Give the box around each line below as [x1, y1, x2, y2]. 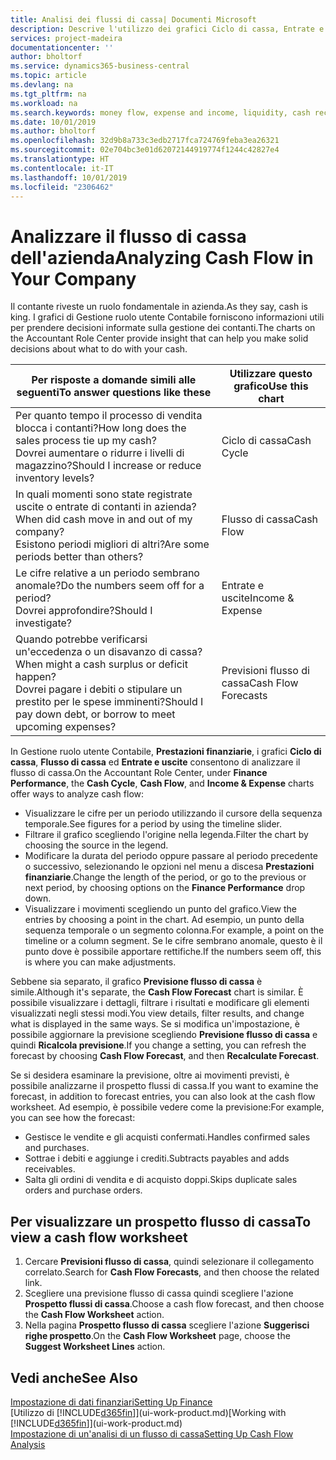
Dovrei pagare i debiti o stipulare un [15, 682, 183, 696]
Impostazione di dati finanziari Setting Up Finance [10, 1396, 213, 1408]
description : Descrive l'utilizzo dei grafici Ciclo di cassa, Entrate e [10, 24, 325, 34]
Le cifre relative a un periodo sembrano [15, 566, 200, 580]
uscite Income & [221, 591, 295, 605]
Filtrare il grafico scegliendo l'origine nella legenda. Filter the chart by [24, 829, 309, 841]
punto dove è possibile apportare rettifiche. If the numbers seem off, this [24, 946, 322, 958]
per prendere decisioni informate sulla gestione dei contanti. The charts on [10, 322, 316, 334]
